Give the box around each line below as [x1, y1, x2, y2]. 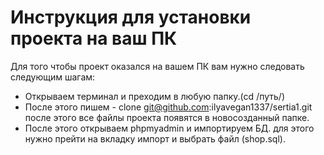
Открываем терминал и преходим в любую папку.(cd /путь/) [24, 90, 285, 102]
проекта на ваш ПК [10, 27, 178, 50]
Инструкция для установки [10, 6, 252, 29]
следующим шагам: [10, 71, 96, 83]
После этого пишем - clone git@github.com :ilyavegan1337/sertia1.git [24, 101, 313, 113]
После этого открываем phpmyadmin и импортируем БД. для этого [24, 122, 315, 134]
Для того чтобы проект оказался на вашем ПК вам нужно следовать [10, 60, 305, 72]
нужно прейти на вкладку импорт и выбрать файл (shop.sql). [24, 132, 286, 145]
